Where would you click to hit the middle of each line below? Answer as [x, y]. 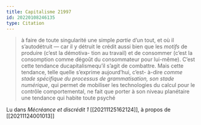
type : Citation [25, 23]
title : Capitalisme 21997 [39, 12]
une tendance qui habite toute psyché [68, 98]
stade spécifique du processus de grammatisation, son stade [97, 79]
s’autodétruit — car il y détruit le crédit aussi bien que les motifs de [104, 46]
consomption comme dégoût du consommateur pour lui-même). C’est [108, 59]
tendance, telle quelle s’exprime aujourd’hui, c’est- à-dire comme [102, 72]
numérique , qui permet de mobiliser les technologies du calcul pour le [108, 85]
